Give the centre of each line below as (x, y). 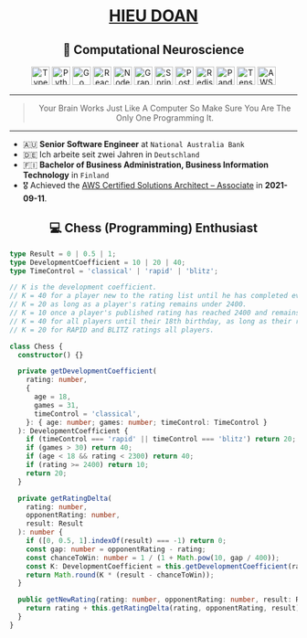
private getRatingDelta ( (65, 498)
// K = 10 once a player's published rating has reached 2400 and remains (155, 313)
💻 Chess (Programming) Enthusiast (153, 228)
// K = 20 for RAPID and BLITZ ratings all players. (112, 330)
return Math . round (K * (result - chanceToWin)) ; (120, 575)
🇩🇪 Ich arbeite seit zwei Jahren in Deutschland (111, 154)
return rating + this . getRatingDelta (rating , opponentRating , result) (163, 609)
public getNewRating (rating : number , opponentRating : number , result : (155, 600)
